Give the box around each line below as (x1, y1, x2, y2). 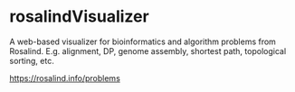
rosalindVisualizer (9, 6, 149, 27)
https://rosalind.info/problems (9, 72, 120, 83)
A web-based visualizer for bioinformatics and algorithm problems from (9, 36, 276, 47)
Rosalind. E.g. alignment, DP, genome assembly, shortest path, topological (9, 45, 287, 56)
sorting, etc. (9, 55, 54, 66)
